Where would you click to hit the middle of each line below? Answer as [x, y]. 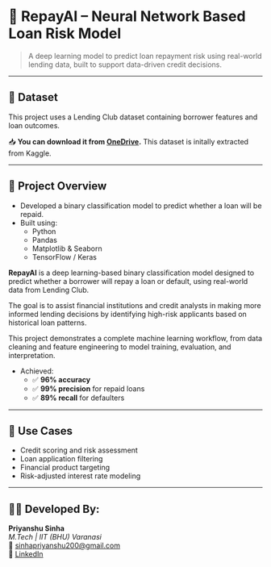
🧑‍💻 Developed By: [54, 509]
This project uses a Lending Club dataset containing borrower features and [133, 117]
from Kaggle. [30, 153]
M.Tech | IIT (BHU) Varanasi [55, 537]
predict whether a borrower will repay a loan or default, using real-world [128, 281]
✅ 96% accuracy [61, 379]
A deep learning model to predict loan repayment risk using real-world [145, 56]
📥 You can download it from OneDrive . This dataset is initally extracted [128, 141]
